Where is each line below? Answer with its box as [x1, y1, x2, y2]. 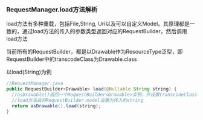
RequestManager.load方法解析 [6, 5, 98, 13]
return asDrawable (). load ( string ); [11, 103, 101, 109]
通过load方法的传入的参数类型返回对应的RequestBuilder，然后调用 [22, 28, 187, 35]
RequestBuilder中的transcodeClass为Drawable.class [6, 55, 137, 63]
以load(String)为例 [6, 68, 52, 76]
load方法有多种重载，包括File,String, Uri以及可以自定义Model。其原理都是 [6, 20, 190, 28]
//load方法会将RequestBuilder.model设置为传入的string [11, 97, 144, 103]
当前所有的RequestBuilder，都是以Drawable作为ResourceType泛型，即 [6, 48, 183, 55]
